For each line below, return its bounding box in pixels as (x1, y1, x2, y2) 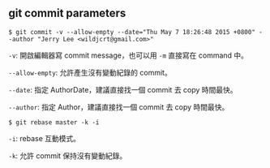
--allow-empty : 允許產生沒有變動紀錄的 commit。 (8, 67, 172, 77)
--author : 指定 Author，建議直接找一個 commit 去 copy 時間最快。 (8, 101, 229, 112)
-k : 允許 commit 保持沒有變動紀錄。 (8, 150, 127, 161)
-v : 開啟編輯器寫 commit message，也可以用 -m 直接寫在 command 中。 (8, 50, 249, 60)
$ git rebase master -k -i (8, 118, 100, 127)
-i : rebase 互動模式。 (8, 133, 81, 143)
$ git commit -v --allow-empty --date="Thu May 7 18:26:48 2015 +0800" (8, 28, 255, 36)
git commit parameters (8, 6, 126, 20)
